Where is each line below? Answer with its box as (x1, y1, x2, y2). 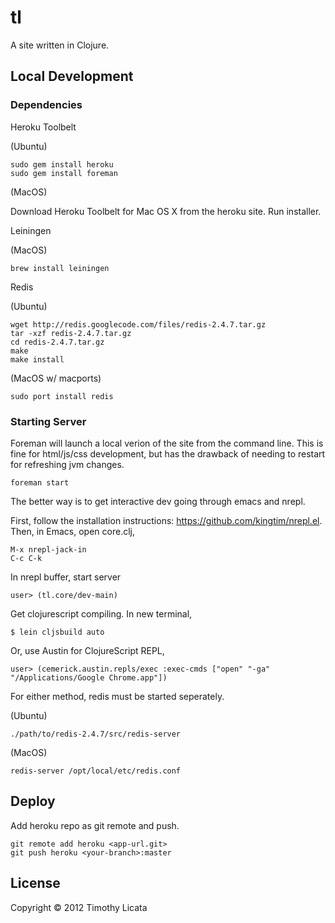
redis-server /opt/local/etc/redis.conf (10, 766, 182, 776)
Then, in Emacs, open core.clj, (10, 525, 135, 537)
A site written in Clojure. (10, 39, 110, 51)
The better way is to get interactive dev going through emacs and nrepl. (10, 495, 306, 507)
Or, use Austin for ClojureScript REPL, (10, 644, 165, 656)
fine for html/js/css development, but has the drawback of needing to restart (10, 447, 326, 460)
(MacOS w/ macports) (10, 372, 102, 384)
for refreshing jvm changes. (10, 458, 125, 470)
